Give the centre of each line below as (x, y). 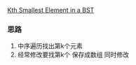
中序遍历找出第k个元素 (50, 46)
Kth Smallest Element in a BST (51, 10)
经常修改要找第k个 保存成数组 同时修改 (73, 55)
